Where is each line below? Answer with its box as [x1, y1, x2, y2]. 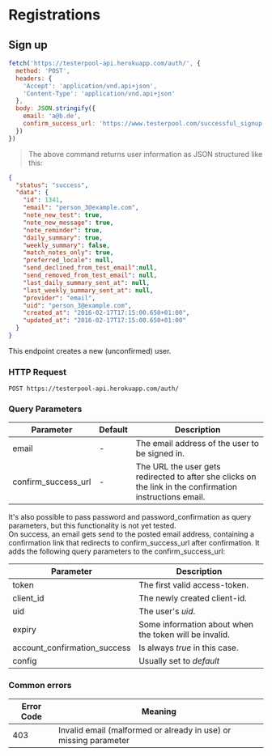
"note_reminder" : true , [23, 226, 104, 234]
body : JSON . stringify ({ [15, 104, 96, 113]
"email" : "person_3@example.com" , [23, 204, 139, 212]
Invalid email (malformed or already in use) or [57, 724, 232, 736]
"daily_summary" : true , [23, 233, 104, 242]
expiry [12, 624, 36, 635]
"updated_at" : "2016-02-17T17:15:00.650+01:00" [23, 316, 186, 325]
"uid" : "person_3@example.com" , [23, 301, 132, 309]
